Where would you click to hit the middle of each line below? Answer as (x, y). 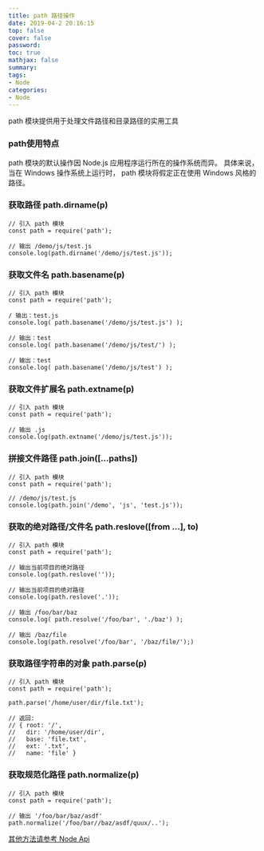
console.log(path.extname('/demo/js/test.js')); (91, 437)
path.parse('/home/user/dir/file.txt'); (77, 703)
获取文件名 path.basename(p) (67, 275)
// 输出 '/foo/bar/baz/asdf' (55, 816)
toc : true (25, 53)
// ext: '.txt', (39, 746)
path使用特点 (34, 144)
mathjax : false (33, 61)
